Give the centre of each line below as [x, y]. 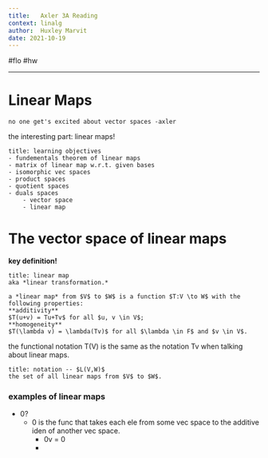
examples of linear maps [57, 396]
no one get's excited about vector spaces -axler [93, 122]
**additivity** [33, 311]
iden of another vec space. [76, 431]
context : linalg [35, 23]
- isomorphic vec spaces [49, 173]
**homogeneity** [35, 325]
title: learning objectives [55, 151]
